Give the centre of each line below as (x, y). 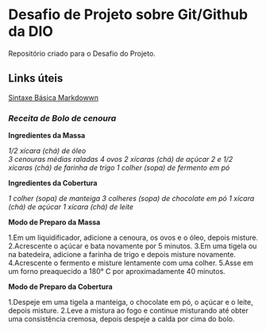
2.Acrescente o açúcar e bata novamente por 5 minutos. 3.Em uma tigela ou (133, 246)
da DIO (31, 31)
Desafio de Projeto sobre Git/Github (128, 15)
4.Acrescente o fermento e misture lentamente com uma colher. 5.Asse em (131, 263)
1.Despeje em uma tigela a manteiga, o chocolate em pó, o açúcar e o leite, (131, 302)
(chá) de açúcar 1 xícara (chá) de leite (71, 207)
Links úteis (36, 78)
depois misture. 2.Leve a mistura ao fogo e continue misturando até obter (128, 310)
